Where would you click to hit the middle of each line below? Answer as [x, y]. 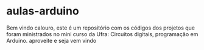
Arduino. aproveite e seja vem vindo [51, 40]
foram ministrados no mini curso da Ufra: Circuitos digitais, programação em [102, 34]
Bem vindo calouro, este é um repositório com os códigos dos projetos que [101, 28]
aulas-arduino [43, 11]
